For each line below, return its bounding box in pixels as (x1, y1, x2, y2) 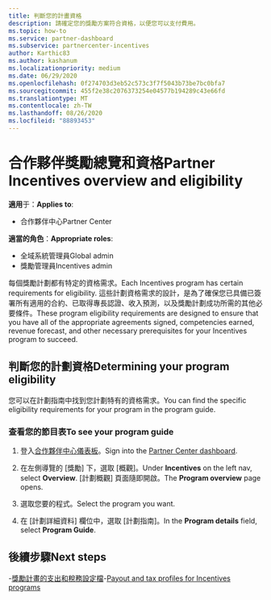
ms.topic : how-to (8, 27, 67, 35)
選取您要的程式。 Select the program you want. (19, 498, 176, 508)
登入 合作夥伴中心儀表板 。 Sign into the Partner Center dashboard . (19, 445, 238, 456)
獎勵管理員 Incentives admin (19, 260, 113, 270)
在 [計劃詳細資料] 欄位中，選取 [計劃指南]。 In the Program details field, (19, 515, 258, 525)
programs (8, 582, 41, 592)
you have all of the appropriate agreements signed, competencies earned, (8, 317, 255, 327)
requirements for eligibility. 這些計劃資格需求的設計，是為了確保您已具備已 (8, 288, 255, 298)
